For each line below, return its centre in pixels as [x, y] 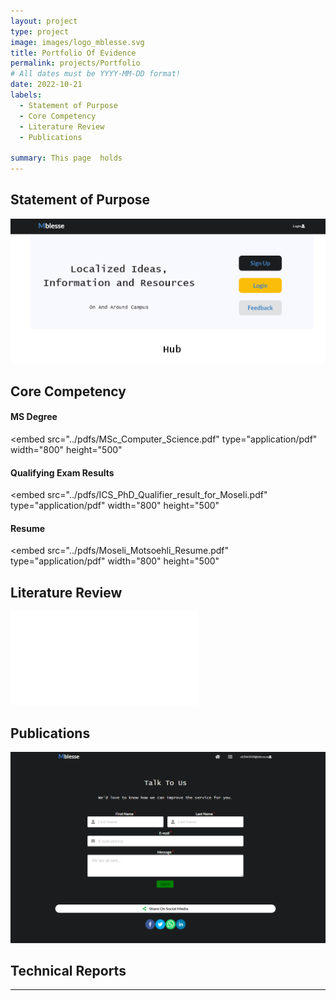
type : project [40, 31]
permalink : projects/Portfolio [75, 63]
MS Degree [34, 417]
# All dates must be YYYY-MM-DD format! [96, 74]
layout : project [44, 21]
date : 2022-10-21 [46, 85]
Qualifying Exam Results [62, 472]
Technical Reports [68, 971]
